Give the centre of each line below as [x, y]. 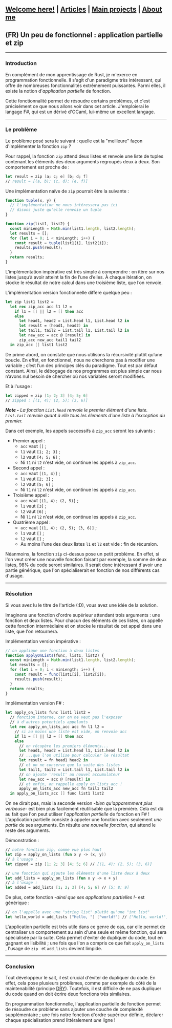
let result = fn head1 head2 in [53, 760]
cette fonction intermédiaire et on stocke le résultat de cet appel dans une [83, 626]
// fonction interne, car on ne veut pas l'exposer [66, 717]
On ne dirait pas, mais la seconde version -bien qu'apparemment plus [79, 803]
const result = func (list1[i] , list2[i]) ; [60, 674]
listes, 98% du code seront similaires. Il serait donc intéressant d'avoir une [84, 565]
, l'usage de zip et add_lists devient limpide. [54, 948]
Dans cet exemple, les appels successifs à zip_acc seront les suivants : [80, 431]
